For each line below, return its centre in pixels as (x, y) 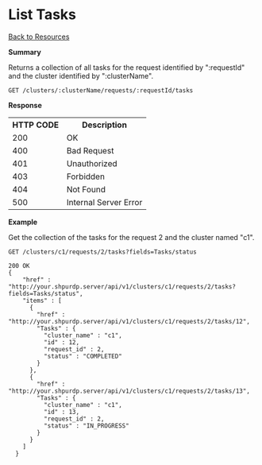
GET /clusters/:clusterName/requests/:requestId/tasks (101, 90)
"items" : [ (42, 300)
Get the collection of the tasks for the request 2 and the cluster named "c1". (131, 237)
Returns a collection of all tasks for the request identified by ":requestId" (127, 67)
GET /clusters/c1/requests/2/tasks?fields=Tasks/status (102, 252)
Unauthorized (92, 163)
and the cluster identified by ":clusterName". (81, 76)
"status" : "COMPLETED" (83, 356)
